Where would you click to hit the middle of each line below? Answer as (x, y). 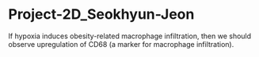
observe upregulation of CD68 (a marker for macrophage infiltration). (121, 44)
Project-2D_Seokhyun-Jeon (101, 14)
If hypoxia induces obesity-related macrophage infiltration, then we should (130, 36)
